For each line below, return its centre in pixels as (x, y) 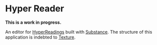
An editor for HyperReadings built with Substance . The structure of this (79, 32)
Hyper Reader (35, 9)
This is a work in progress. (33, 22)
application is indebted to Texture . (40, 37)
